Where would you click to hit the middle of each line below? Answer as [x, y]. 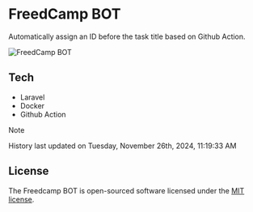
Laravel [32, 97]
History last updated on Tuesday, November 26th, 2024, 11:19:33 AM [122, 146]
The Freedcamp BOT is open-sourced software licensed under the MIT [126, 190]
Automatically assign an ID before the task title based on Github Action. [127, 36]
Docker [32, 105]
